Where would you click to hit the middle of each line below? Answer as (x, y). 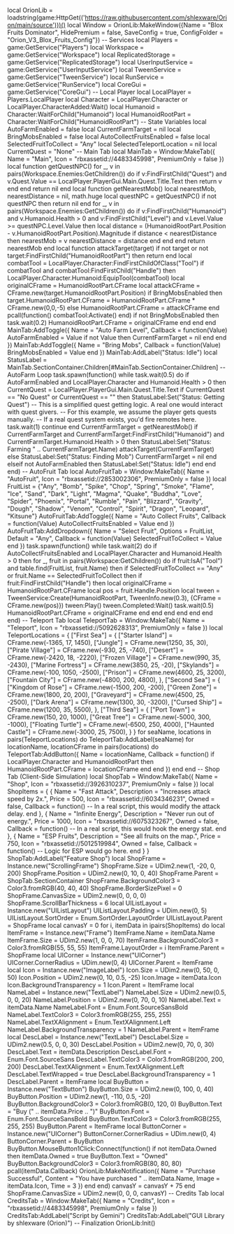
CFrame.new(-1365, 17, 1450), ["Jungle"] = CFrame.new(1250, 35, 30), (108, 643)
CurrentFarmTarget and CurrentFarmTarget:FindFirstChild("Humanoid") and (116, 434)
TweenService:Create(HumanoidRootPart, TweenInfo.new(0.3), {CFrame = (115, 598)
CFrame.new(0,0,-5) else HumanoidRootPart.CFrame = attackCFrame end (114, 308)
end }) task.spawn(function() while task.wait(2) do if (82, 546)
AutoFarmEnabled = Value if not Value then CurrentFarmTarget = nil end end (117, 338)
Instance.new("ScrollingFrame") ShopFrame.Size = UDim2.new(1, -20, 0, (112, 866)
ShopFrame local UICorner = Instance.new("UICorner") (87, 955)
